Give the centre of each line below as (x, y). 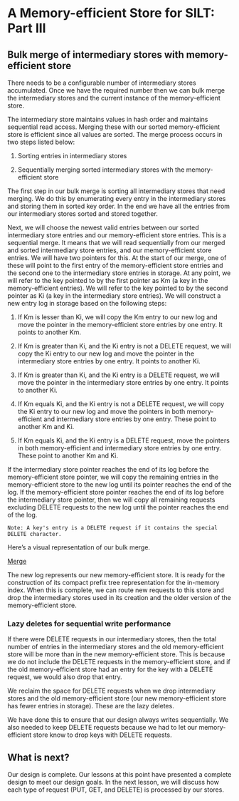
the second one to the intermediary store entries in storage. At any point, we (119, 273)
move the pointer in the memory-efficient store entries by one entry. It (120, 325)
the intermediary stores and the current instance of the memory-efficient (114, 98)
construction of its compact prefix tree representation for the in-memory (113, 583)
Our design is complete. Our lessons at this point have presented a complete (119, 775)
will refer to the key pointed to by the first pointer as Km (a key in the (108, 280)
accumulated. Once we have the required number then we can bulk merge (116, 90)
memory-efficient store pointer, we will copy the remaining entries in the (113, 477)
